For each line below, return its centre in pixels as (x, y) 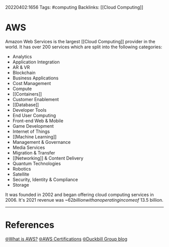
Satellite (21, 174)
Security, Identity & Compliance (45, 179)
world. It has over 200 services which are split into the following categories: (84, 47)
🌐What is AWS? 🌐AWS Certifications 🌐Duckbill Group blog (66, 239)
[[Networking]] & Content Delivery (48, 158)
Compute (22, 89)
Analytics (22, 56)
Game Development (33, 126)
